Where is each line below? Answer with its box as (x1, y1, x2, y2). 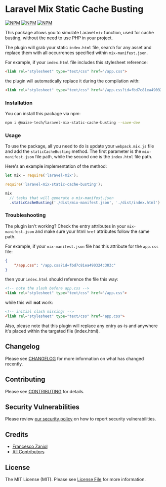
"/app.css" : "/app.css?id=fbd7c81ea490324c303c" (14, 263, 116, 268)
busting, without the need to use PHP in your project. (5, 35, 113, 41)
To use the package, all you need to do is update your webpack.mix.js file (5, 143, 154, 149)
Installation (5, 99, 33, 106)
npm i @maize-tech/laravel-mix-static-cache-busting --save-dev (5, 120, 140, 125)
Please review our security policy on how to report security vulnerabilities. (5, 416, 156, 422)
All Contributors (12, 449, 44, 455)
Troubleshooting (5, 212, 46, 219)
